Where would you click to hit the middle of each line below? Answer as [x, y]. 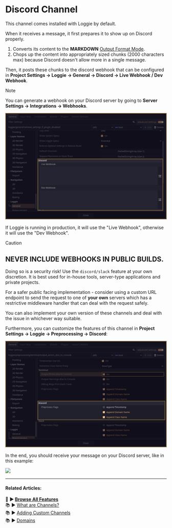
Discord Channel [41, 9]
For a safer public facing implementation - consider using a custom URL [81, 292]
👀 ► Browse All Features [32, 499]
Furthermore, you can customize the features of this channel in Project [80, 328]
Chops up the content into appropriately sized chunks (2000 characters [88, 54]
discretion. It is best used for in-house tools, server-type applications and [83, 277]
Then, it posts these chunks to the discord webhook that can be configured [85, 70]
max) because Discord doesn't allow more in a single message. [79, 59]
